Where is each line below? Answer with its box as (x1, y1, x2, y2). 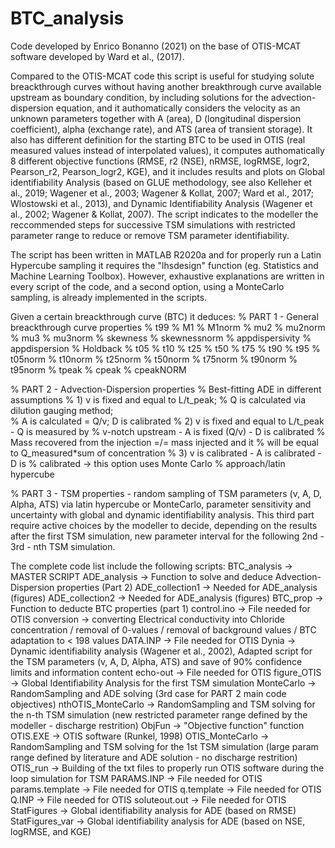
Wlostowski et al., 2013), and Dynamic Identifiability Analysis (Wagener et (10, 197, 313, 209)
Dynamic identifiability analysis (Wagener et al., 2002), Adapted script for (10, 645, 313, 657)
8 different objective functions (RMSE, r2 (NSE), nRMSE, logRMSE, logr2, (10, 155, 310, 167)
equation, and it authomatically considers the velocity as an (55, 102, 301, 114)
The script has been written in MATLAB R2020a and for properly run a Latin (10, 248, 322, 261)
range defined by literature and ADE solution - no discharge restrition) (10, 751, 298, 763)
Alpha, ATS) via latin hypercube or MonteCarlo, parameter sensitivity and (10, 498, 312, 510)
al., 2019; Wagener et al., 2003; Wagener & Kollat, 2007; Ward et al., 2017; (10, 187, 314, 199)
